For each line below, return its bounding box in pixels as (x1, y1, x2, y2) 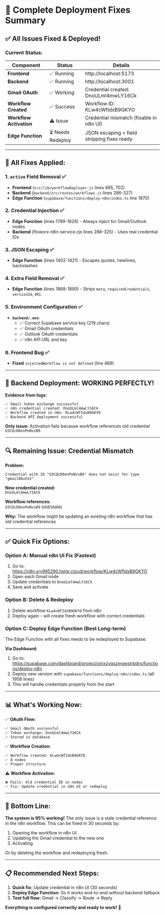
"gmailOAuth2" (5, 476, 34, 481)
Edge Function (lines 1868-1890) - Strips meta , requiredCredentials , (12, 286, 151, 292)
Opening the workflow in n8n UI (12, 830, 77, 835)
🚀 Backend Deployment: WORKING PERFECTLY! (5, 379, 155, 388)
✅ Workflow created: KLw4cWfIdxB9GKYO (5, 753, 85, 758)
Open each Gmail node (12, 574, 59, 580)
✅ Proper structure (5, 761, 46, 767)
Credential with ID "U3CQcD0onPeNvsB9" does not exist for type (5, 471, 139, 477)
